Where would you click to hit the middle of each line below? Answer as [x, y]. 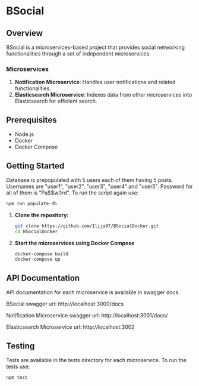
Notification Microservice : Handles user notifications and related [95, 82]
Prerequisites [31, 120]
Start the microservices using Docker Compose [75, 243]
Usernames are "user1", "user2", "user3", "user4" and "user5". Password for [99, 186]
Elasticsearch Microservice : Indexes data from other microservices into [103, 95]
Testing [20, 346]
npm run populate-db [32, 203]
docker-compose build [41, 254]
